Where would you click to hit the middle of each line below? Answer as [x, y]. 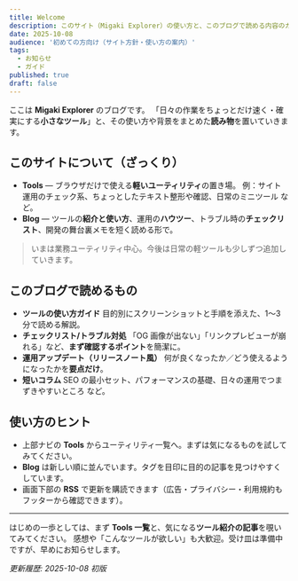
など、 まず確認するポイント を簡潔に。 [116, 347]
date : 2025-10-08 [41, 34]
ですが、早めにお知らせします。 [67, 550]
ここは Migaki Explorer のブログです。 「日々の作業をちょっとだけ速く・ [143, 110]
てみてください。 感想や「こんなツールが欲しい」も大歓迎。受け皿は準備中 [146, 538]
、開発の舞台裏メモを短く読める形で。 [108, 230]
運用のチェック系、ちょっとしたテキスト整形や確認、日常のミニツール [150, 197]
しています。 [45, 478]
